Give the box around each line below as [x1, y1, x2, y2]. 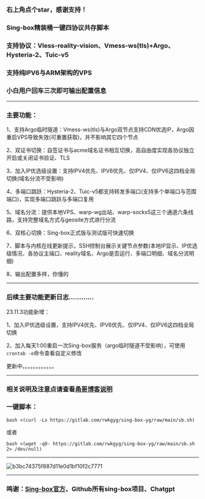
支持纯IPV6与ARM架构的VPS [6, 68, 92, 77]
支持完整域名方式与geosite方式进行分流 [16, 216, 116, 224]
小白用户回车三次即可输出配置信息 [6, 86, 107, 95]
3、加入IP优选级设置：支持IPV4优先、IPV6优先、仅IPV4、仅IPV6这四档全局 [6, 167, 196, 175]
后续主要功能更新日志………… [6, 293, 95, 301]
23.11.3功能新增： [6, 308, 50, 316]
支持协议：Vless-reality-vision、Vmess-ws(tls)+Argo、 [6, 41, 174, 50]
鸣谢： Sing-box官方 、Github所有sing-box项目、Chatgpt [6, 484, 175, 493]
